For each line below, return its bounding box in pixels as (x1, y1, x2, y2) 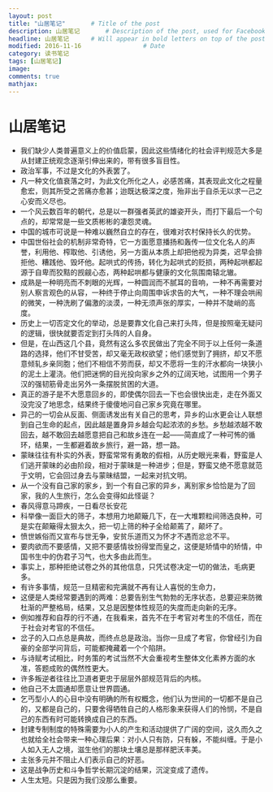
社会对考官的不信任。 (27, 623, 99, 633)
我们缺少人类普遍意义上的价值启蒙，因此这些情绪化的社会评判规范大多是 (19, 145, 262, 155)
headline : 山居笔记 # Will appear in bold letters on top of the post (8, 34, 266, 43)
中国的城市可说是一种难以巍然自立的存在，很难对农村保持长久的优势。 (19, 227, 256, 236)
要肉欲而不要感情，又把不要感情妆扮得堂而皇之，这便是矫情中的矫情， (19, 542, 256, 552)
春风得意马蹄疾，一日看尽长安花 (19, 501, 128, 511)
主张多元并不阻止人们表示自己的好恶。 (19, 755, 149, 764)
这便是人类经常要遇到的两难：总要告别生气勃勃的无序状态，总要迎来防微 (19, 592, 262, 602)
